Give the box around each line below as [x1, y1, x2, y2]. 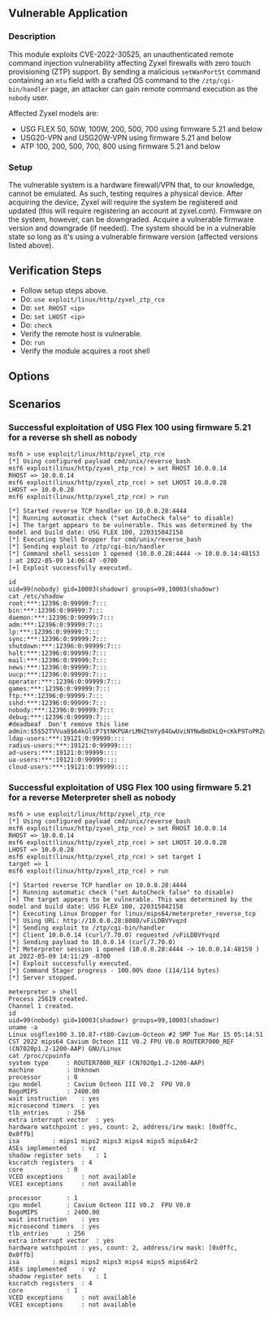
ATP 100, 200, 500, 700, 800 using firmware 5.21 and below [19, 141, 221, 151]
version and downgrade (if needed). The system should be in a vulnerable [8, 223, 256, 232]
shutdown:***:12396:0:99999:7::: [8, 642, 122, 650]
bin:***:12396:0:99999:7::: [8, 606, 104, 614]
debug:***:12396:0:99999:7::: [8, 713, 111, 721]
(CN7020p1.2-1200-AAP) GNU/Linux [8, 1045, 122, 1053]
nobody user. [8, 93, 50, 102]
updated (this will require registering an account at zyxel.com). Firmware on [8, 206, 262, 215]
